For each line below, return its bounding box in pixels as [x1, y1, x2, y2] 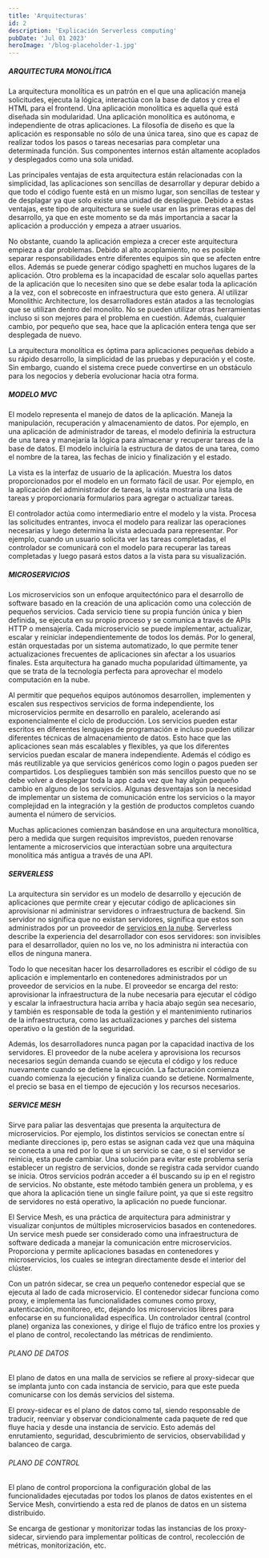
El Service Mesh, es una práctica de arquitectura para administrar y [8, 1212, 231, 1222]
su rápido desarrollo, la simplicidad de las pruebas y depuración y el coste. [8, 354, 256, 364]
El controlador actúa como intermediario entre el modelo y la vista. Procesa [8, 509, 257, 519]
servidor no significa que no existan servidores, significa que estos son [8, 914, 244, 924]
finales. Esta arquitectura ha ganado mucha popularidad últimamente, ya [8, 658, 248, 668]
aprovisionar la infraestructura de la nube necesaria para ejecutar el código [8, 990, 257, 999]
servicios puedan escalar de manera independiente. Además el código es [8, 750, 251, 760]
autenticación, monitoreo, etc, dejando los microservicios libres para [8, 1304, 235, 1314]
